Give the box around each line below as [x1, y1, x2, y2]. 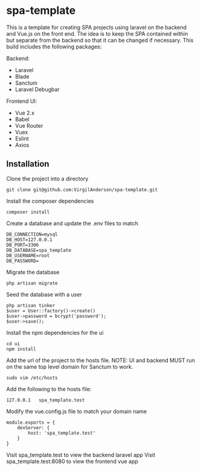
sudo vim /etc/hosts [6, 375, 59, 381]
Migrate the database [6, 268, 60, 275]
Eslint [14, 134, 29, 142]
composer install [6, 209, 50, 215]
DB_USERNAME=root [6, 252, 50, 259]
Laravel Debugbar [14, 85, 60, 93]
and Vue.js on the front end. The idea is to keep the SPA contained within [6, 30, 188, 37]
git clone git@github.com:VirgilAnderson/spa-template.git [6, 186, 158, 193]
